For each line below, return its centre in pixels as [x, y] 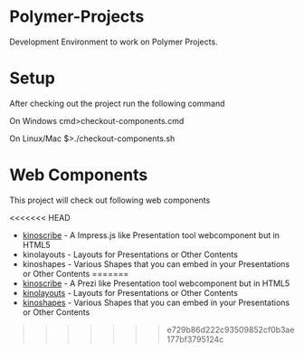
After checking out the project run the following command [117, 103]
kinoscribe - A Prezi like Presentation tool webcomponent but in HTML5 [156, 283]
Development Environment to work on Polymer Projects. [114, 42]
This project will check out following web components [110, 200]
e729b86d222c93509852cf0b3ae [231, 329]
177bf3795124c [195, 339]
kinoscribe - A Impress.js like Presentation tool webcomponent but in [151, 235]
